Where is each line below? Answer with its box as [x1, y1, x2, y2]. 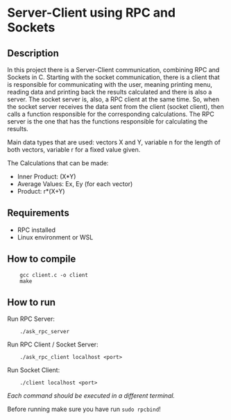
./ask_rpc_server [19, 328, 70, 335]
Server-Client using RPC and [7, 5, 176, 21]
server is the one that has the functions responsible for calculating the [7, 117, 208, 126]
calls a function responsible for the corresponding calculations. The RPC [7, 110, 215, 118]
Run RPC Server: [7, 314, 55, 324]
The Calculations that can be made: [7, 159, 109, 167]
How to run [7, 296, 56, 308]
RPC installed [17, 226, 55, 234]
